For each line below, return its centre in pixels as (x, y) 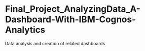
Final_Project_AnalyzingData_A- (73, 9)
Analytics (25, 30)
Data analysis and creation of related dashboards (55, 43)
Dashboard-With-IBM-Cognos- (71, 19)
